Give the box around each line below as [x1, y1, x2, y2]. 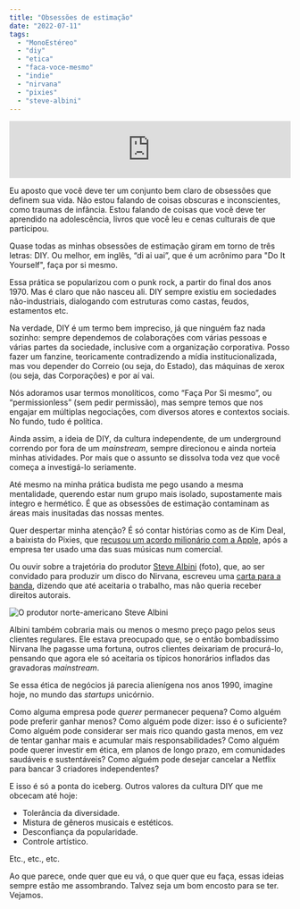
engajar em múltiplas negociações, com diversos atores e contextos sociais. [9, 407, 290, 417]
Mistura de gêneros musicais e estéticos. [21, 817, 174, 828]
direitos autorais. [9, 590, 71, 601]
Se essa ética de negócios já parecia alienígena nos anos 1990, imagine [9, 680, 273, 691]
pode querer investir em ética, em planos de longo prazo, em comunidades [9, 745, 286, 755]
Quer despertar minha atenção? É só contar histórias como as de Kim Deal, [9, 525, 286, 536]
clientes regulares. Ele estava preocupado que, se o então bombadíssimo [9, 634, 279, 644]
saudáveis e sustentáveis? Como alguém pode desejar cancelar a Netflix [9, 754, 277, 765]
